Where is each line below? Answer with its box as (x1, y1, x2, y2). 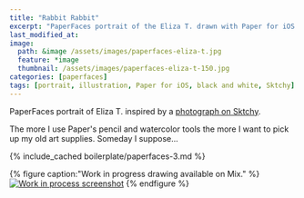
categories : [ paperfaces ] (9, 73, 107, 82)
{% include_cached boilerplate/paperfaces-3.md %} (9, 151, 207, 162)
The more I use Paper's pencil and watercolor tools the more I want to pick (9, 124, 289, 134)
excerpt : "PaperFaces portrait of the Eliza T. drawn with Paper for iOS (9, 22, 296, 31)
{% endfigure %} (126, 178, 189, 189)
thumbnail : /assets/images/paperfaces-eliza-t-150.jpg (17, 64, 230, 74)
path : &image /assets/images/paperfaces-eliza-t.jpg (17, 47, 222, 56)
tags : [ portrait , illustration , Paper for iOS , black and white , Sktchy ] (9, 81, 296, 90)
